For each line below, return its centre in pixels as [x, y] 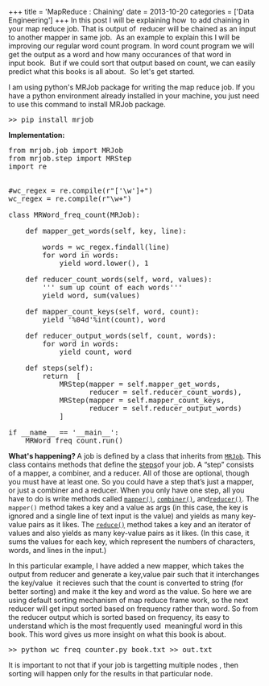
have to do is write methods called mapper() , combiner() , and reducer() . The [134, 499]
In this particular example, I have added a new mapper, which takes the [126, 566]
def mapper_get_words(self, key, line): [106, 231]
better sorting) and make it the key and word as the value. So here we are [130, 591]
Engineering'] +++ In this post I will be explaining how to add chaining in [129, 20]
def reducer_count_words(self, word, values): [119, 279]
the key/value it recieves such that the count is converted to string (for [126, 583]
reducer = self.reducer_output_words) [166, 408]
